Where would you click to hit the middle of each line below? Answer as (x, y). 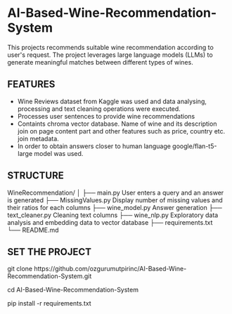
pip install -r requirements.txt (49, 303)
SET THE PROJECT (50, 252)
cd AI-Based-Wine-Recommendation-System (73, 290)
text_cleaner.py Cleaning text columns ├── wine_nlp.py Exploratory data (113, 215)
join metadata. (38, 138)
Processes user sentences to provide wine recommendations (106, 116)
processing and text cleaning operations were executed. (99, 109)
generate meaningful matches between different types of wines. (100, 62)
